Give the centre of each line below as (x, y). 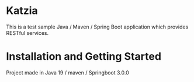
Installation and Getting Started (84, 57)
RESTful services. (27, 33)
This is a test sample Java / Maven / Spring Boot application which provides (97, 27)
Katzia (22, 11)
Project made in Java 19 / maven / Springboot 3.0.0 (68, 72)
